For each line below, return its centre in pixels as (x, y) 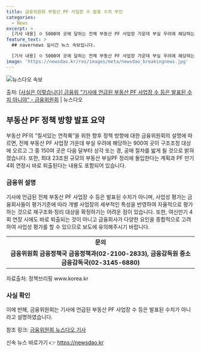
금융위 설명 (21, 183)
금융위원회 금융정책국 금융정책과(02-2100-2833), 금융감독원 (94, 253)
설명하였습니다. (35, 317)
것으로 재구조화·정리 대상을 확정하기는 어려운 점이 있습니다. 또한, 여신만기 (103, 212)
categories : (21, 17)
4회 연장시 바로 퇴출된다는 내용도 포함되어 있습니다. (66, 166)
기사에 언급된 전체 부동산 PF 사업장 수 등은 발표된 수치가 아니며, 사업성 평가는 (96, 197)
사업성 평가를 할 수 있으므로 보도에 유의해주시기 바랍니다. (83, 227)
